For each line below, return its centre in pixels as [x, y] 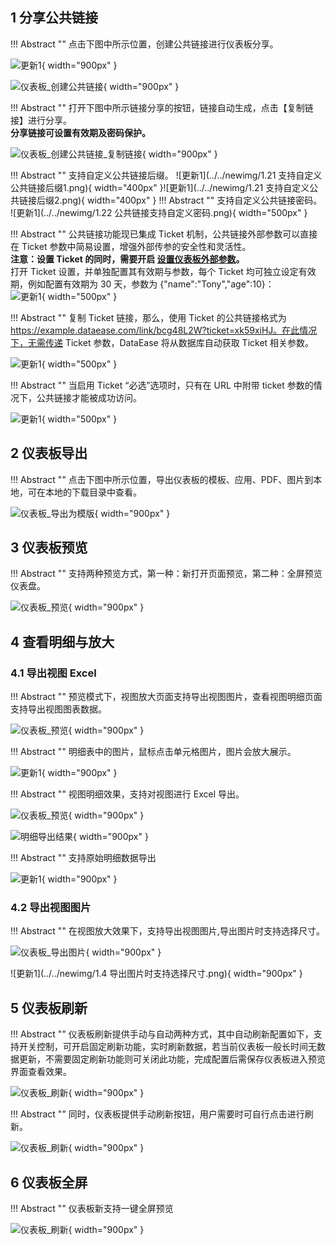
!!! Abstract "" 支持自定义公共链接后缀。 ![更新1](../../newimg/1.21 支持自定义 [166, 175]
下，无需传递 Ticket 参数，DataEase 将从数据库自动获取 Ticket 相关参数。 [162, 342]
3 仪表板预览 [49, 548]
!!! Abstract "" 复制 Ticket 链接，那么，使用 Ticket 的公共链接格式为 [148, 317]
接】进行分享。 [41, 120]
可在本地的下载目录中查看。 [84, 492]
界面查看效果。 [41, 1072]
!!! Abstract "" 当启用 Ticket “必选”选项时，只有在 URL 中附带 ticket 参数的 [162, 385]
